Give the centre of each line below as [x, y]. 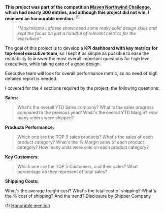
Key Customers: [22, 157]
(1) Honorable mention [28, 205]
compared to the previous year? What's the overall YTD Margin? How [87, 112]
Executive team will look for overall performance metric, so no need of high [81, 73]
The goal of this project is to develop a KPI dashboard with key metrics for [82, 48]
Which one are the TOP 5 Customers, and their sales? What [77, 166]
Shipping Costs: [22, 181]
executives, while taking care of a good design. [53, 64]
